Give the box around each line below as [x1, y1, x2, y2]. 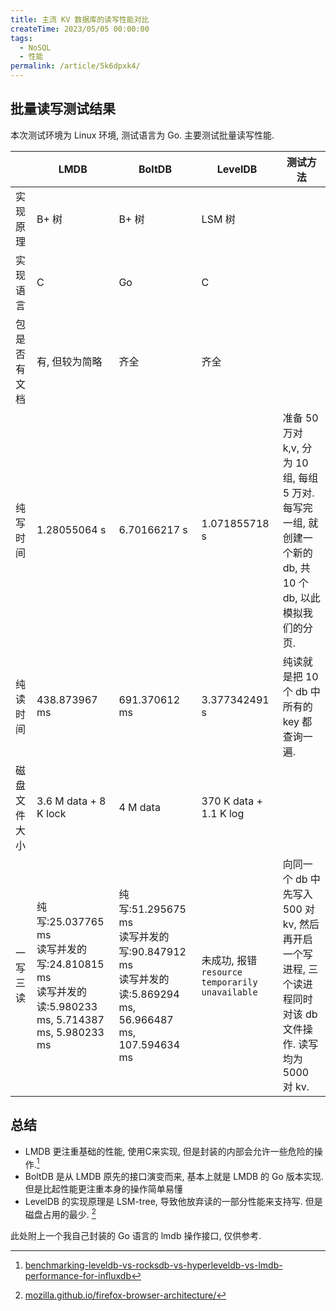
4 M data [118, 800, 161, 814]
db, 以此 [282, 591, 321, 605]
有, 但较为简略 [36, 354, 103, 368]
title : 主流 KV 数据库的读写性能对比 [10, 14, 150, 25]
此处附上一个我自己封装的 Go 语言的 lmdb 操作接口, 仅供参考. [10, 1229, 262, 1241]
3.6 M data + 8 [36, 794, 107, 808]
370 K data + [201, 794, 263, 808]
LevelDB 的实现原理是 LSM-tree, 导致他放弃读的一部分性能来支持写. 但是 [24, 1196, 323, 1208]
